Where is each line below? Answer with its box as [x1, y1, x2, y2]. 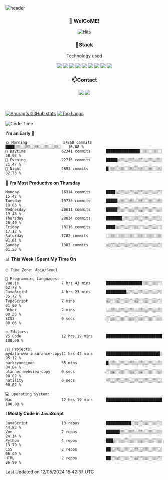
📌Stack [75, 41, 94, 48]
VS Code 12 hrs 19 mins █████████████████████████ [5, 333, 163, 339]
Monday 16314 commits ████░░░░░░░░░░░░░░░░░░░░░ [5, 189, 163, 194]
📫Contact [71, 76, 97, 83]
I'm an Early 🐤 [5, 130, 35, 136]
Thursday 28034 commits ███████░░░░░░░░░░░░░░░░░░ [5, 216, 163, 221]
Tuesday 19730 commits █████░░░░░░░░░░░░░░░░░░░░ [5, 198, 163, 203]
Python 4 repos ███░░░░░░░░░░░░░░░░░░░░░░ [5, 438, 163, 443]
